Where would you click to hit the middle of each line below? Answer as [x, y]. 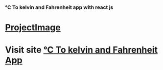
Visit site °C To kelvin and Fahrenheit [81, 50]
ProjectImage [33, 28]
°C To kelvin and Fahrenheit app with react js [59, 7]
